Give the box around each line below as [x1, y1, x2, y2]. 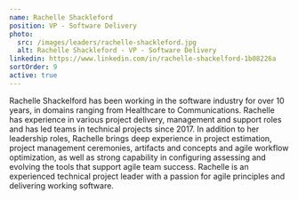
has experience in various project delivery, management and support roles [9, 114, 282, 124]
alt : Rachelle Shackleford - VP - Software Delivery [17, 46, 217, 55]
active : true [9, 71, 58, 80]
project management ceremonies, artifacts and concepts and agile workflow [9, 142, 289, 153]
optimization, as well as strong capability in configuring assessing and [9, 152, 267, 163]
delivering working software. [9, 180, 114, 191]
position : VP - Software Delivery [9, 21, 138, 30]
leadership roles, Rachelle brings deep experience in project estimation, [9, 132, 273, 143]
